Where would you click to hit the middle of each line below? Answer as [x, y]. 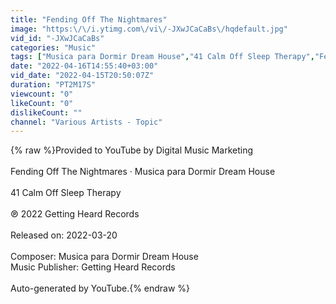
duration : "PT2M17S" [53, 85]
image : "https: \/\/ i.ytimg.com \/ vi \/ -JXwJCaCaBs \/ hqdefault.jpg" [149, 29]
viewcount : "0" [42, 94]
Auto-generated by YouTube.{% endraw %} [100, 288]
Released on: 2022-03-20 [64, 235]
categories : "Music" [53, 47]
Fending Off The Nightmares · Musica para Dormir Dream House [143, 172]
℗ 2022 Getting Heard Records [75, 214]
